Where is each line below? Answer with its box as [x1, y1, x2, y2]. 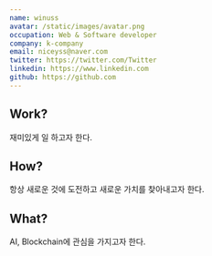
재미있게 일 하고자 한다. [9, 131, 93, 142]
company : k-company [9, 38, 84, 48]
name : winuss [9, 13, 59, 23]
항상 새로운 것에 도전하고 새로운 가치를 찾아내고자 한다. [9, 184, 205, 195]
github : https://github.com [9, 73, 117, 82]
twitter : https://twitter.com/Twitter [9, 56, 157, 65]
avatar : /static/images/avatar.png [9, 22, 145, 31]
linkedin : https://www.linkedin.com [9, 65, 149, 74]
